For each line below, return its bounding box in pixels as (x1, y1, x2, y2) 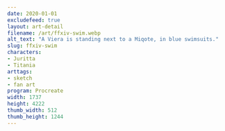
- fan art (7, 81, 36, 88)
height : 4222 (7, 101, 45, 107)
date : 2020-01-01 (7, 10, 58, 17)
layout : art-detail (7, 23, 64, 30)
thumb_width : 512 (7, 107, 58, 114)
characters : (7, 49, 42, 56)
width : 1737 (7, 94, 42, 101)
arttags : (7, 68, 33, 75)
